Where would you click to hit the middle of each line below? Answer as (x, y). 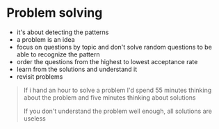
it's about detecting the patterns (63, 32)
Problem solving (55, 13)
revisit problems (40, 76)
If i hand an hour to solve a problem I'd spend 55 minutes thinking (117, 90)
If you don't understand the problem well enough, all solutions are (118, 111)
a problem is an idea (46, 39)
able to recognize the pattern (58, 54)
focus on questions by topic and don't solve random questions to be (114, 47)
